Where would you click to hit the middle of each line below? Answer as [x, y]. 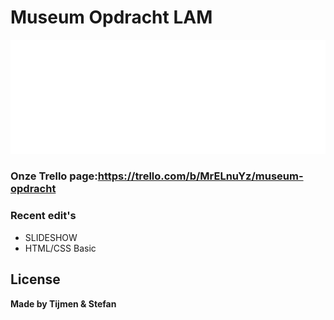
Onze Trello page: [54, 176]
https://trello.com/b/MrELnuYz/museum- [200, 176]
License [35, 279]
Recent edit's [43, 216]
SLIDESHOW [51, 237]
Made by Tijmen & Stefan [63, 303]
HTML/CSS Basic [60, 248]
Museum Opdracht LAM [111, 17]
